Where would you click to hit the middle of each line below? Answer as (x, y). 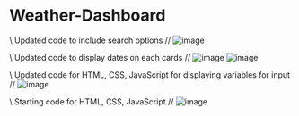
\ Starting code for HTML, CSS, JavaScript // (92, 101)
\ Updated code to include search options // (90, 40)
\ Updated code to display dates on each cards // (100, 57)
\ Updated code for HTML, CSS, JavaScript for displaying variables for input (149, 75)
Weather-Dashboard (88, 16)
